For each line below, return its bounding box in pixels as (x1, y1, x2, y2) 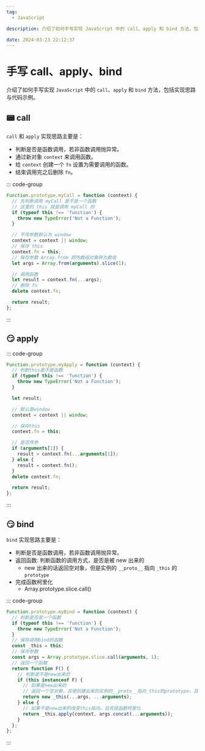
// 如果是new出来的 (22, 683, 67, 689)
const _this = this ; (12, 643, 64, 649)
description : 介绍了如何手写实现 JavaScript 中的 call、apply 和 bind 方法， (6, 26, 194, 32)
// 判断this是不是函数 (12, 367, 63, 373)
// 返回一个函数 (12, 659, 48, 666)
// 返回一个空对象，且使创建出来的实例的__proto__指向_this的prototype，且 (22, 688, 198, 694)
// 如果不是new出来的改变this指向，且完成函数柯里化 (22, 705, 142, 711)
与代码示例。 (6, 94, 38, 101)
